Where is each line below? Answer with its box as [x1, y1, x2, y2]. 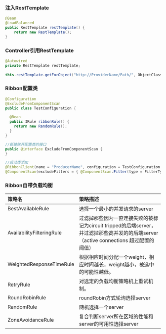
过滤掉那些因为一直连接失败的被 [79, 215, 154, 222]
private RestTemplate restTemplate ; [5, 63, 81, 68]
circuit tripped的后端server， [88, 222, 157, 229]
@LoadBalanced [5, 21, 35, 26]
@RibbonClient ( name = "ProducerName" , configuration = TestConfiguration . [5, 165, 163, 170]
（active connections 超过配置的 [79, 237, 154, 244]
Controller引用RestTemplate [5, 47, 74, 54]
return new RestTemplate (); [14, 30, 72, 35]
